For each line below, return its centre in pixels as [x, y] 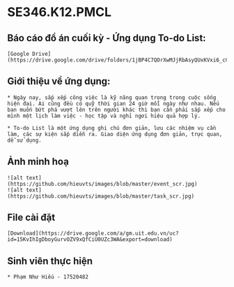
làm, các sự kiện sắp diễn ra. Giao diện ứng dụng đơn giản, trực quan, [115, 134]
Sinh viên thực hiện [50, 261]
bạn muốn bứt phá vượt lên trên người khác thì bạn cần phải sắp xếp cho [117, 110]
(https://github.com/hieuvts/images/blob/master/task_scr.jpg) [101, 196]
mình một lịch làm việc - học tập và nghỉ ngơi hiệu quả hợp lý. [104, 116]
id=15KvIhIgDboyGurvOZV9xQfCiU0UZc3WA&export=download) [90, 240]
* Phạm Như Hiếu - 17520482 [48, 277]
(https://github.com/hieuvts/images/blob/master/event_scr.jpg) [102, 184]
